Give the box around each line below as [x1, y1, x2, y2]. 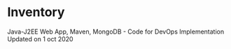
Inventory [7, 4, 65, 20]
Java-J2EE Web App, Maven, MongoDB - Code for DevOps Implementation [7, 27, 225, 36]
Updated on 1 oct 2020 [7, 34, 73, 43]
